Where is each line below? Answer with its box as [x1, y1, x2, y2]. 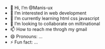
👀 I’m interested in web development [10, 10, 87, 16]
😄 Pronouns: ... [10, 33, 43, 39]
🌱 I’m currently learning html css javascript [10, 15, 100, 21]
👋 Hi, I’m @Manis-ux [10, 5, 53, 10]
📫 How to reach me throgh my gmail [10, 26, 87, 32]
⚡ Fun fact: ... [10, 39, 38, 45]
